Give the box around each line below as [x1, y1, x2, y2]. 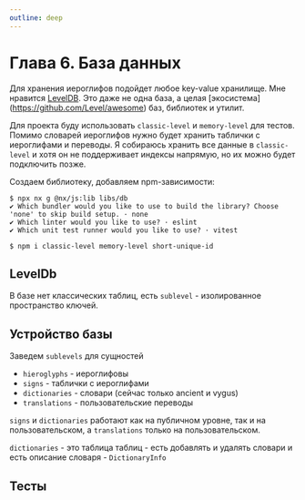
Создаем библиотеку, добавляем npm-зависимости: [9, 176, 216, 187]
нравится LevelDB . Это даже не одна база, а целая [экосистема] [9, 92, 261, 103]
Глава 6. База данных [9, 52, 182, 73]
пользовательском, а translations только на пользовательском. [9, 424, 261, 435]
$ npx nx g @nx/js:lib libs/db [9, 193, 128, 203]
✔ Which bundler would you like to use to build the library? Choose [9, 201, 280, 210]
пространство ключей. [9, 300, 98, 311]
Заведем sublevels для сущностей [9, 351, 144, 362]
